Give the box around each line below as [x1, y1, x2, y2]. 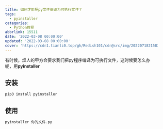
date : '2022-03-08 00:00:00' [5, 34, 64, 39]
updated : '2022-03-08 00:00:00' [5, 39, 70, 44]
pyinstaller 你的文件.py [5, 120, 52, 125]
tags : [5, 12, 16, 16]
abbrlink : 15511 [5, 30, 38, 34]
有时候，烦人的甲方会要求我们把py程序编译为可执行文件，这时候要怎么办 [5, 57, 150, 63]
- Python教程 [9, 25, 34, 30]
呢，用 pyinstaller [5, 63, 40, 69]
